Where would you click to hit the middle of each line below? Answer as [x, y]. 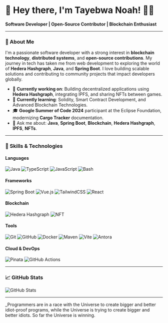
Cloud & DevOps [22, 248]
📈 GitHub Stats [24, 277]
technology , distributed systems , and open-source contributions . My [79, 58]
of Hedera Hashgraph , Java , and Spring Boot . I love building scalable [77, 69]
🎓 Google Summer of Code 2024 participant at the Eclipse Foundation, [87, 111]
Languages [17, 158]
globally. [14, 79]
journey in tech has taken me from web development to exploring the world [82, 63]
